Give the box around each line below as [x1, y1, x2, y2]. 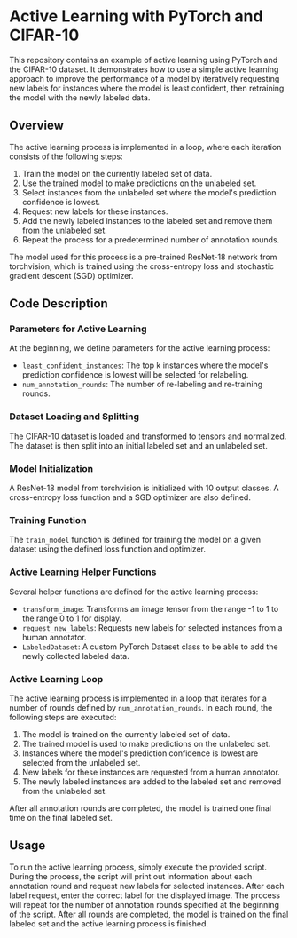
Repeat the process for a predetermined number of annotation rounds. [21, 234, 280, 245]
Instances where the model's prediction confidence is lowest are [21, 748, 259, 759]
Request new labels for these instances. [21, 206, 168, 217]
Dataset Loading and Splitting [9, 410, 140, 423]
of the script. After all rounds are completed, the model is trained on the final [9, 909, 289, 919]
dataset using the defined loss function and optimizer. [9, 544, 207, 554]
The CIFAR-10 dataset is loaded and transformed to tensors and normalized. [9, 431, 287, 441]
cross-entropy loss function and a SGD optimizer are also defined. [9, 492, 251, 503]
